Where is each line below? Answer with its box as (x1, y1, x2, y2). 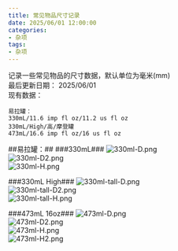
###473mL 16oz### (8, 209, 74, 218)
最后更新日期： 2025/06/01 (8, 80, 97, 90)
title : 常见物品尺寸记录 (8, 11, 80, 20)
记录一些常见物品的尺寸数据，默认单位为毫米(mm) (8, 71, 171, 79)
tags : (8, 41, 26, 49)
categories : (8, 26, 47, 34)
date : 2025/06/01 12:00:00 (8, 19, 97, 27)
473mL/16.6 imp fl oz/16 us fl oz (8, 130, 122, 138)
